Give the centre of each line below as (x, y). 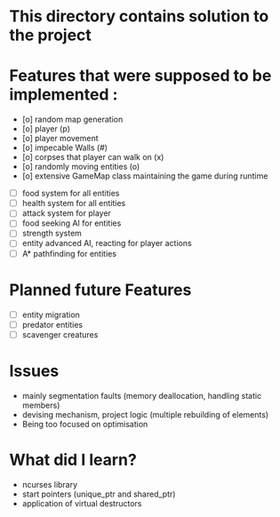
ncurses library (50, 484)
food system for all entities (71, 194)
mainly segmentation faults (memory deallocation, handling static (142, 395)
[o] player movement (60, 139)
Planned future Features (100, 290)
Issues (34, 371)
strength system (52, 234)
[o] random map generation (72, 119)
